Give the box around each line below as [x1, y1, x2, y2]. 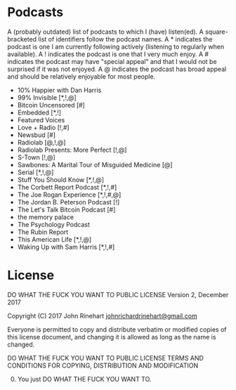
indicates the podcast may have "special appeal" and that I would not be [7, 57, 217, 65]
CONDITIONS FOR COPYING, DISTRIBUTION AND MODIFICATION [7, 361, 199, 370]
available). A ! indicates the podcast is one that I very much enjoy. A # [7, 50, 209, 58]
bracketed [7, 34, 37, 43]
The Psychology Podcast [17, 220, 90, 228]
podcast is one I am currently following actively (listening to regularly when [7, 42, 225, 51]
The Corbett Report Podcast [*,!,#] [17, 183, 117, 191]
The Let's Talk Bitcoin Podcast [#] [17, 205, 116, 214]
